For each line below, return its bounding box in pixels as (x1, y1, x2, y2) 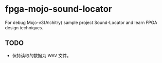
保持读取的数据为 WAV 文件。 (12, 52, 72, 58)
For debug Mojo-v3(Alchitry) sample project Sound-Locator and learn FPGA (5, 20, 157, 25)
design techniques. (5, 24, 44, 30)
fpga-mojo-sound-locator (5, 3, 112, 15)
